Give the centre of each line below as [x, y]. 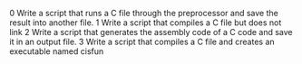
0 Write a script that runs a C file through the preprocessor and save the [144, 13]
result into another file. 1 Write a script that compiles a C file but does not [146, 23]
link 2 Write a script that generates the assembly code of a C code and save [151, 32]
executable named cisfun [57, 51]
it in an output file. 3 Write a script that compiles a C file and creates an [142, 41]
